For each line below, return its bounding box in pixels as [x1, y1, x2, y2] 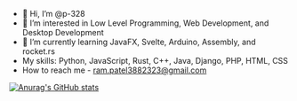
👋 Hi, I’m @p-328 [21, 9, 86, 19]
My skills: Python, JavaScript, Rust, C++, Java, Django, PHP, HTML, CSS [21, 56, 289, 66]
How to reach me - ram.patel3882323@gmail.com [21, 65, 207, 75]
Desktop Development [21, 27, 104, 37]
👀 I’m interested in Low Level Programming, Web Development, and [21, 18, 269, 28]
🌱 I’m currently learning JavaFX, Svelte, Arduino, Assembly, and [21, 36, 256, 47]
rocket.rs [21, 46, 56, 57]
